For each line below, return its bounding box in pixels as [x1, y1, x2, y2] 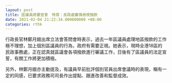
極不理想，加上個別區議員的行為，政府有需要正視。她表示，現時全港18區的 [5, 43, 163, 49]
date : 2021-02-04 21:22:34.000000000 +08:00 [5, 17, 102, 22]
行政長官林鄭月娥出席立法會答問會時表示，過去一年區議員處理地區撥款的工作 [5, 36, 167, 42]
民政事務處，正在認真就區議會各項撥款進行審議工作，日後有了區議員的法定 [5, 49, 162, 55]
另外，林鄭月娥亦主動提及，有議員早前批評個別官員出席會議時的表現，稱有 [5, 66, 162, 72]
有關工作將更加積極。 [14, 56, 59, 62]
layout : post [5, 7, 33, 13]
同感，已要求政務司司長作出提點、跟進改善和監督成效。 [14, 72, 131, 79]
